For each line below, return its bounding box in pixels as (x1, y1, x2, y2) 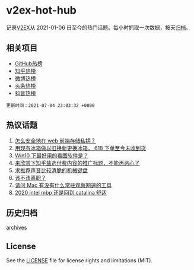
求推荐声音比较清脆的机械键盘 (14, 167, 88, 174)
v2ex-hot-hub (6, 4, 77, 17)
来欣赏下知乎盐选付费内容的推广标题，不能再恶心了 (14, 159, 140, 166)
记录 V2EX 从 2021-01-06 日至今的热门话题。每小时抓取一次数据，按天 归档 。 (6, 24, 192, 31)
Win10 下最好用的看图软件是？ (14, 152, 89, 159)
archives (6, 224, 27, 231)
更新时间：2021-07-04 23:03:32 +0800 (6, 102, 95, 109)
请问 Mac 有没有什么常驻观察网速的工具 (14, 182, 112, 189)
